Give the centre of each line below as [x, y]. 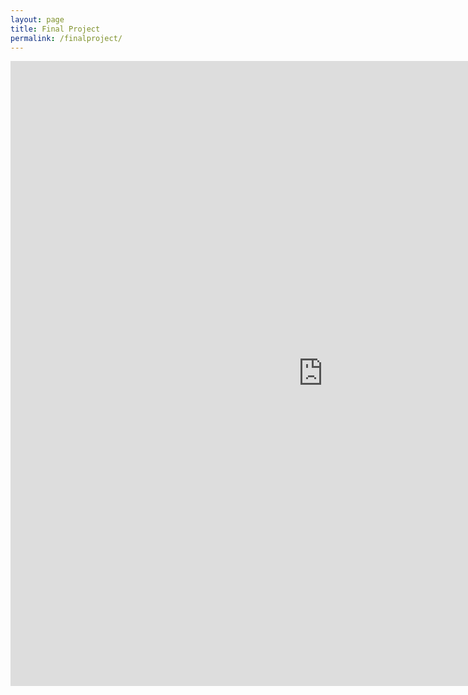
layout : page [37, 19]
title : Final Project [55, 29]
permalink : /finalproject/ [66, 38]
